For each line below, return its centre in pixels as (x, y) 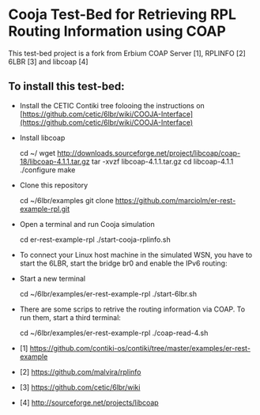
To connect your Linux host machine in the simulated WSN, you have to (136, 255)
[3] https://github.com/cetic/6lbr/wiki (80, 387)
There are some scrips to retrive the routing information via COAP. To (132, 309)
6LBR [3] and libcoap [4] (48, 62)
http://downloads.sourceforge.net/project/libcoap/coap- (149, 153)
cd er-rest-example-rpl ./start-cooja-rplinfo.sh (95, 240)
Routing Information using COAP (117, 31)
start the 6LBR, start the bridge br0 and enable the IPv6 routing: (123, 263)
